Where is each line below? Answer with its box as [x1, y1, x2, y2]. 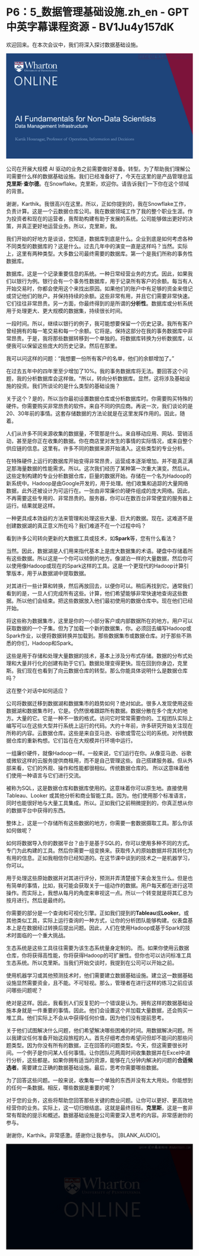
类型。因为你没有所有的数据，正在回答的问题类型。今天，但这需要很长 [11, 1042, 182, 1049]
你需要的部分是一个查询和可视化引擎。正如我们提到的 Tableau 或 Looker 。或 [6, 909, 190, 916]
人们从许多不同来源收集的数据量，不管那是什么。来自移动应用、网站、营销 [6, 430, 188, 437]
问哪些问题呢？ [6, 987, 43, 994]
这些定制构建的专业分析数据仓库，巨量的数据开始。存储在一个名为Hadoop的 [6, 472, 192, 479]
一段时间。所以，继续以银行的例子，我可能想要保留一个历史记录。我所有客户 [6, 320, 193, 327]
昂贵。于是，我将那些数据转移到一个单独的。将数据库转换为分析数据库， [11, 335, 188, 342]
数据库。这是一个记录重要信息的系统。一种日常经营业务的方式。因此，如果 [6, 270, 188, 277]
